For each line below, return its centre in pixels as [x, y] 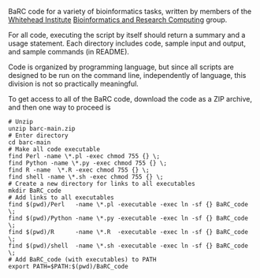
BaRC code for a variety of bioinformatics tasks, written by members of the [130, 11]
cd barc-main [30, 143]
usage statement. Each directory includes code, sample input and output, [127, 43]
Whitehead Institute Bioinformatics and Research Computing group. [118, 20]
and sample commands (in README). [69, 52]
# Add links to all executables [61, 198]
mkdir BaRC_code [35, 191]
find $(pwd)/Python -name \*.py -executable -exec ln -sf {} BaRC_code [128, 218]
